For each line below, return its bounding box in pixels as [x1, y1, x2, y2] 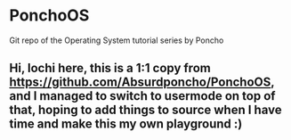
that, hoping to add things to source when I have [9, 103, 282, 118]
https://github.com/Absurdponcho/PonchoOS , [9, 75, 275, 90]
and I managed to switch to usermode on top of [9, 88, 276, 103]
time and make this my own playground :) [9, 117, 243, 132]
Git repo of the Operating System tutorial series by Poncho [9, 35, 224, 45]
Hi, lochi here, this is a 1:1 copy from [9, 61, 211, 76]
